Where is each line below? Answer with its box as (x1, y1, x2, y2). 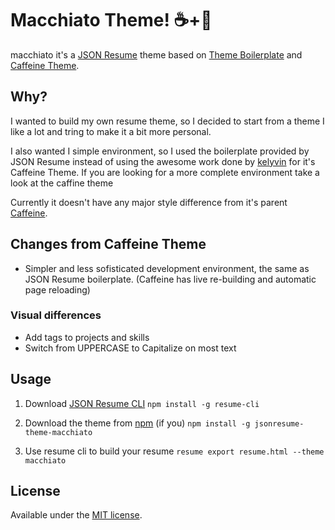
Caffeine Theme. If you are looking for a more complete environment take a (10, 166, 320, 178)
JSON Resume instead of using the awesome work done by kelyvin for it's (10, 155, 316, 167)
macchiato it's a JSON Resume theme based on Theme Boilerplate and (10, 48, 303, 61)
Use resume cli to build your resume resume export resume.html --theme (24, 445, 325, 457)
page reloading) (24, 283, 91, 296)
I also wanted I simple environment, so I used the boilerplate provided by (10, 145, 310, 157)
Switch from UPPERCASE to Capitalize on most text (24, 342, 237, 354)
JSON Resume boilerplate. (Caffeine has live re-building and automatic (24, 273, 317, 285)
